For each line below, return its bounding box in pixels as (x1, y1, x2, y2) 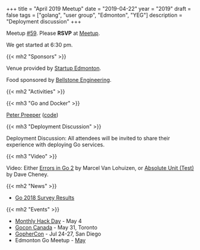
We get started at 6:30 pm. (6, 42, 73, 48)
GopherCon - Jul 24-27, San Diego (14, 230, 101, 237)
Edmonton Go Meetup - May (14, 237, 86, 243)
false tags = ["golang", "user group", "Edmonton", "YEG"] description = (6, 11, 183, 19)
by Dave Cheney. (6, 171, 49, 178)
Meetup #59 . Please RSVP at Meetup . (6, 30, 101, 37)
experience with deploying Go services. (6, 141, 105, 148)
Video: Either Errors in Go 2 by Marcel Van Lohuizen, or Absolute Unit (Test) (6, 164, 195, 171)
